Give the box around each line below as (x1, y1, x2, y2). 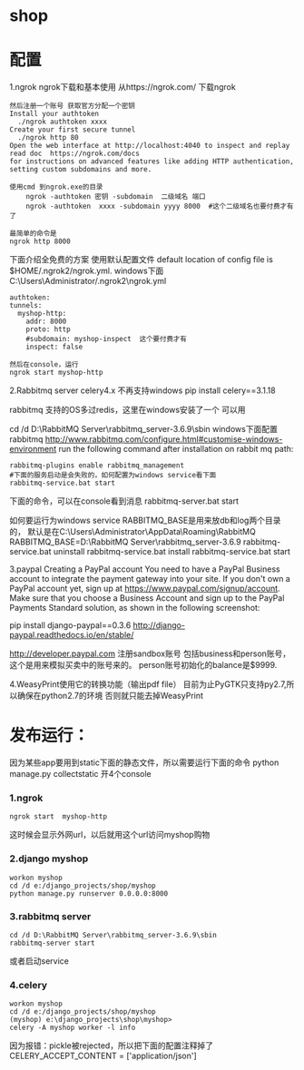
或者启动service (9, 955, 70, 967)
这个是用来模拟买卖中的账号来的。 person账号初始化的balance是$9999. (9, 660, 278, 671)
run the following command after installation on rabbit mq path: (58, 444, 294, 455)
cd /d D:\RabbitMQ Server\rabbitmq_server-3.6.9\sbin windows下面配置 (9, 424, 279, 435)
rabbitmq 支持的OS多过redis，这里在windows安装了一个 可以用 (9, 405, 246, 416)
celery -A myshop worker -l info (9, 1023, 136, 1033)
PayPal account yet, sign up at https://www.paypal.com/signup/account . (9, 583, 280, 594)
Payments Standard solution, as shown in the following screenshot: (9, 603, 260, 614)
